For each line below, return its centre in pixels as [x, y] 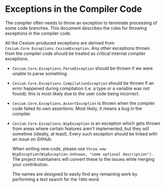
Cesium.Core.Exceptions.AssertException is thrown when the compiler [83, 103]
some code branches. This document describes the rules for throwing [76, 28]
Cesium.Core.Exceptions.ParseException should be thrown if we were [82, 68]
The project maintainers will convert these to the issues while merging [83, 159]
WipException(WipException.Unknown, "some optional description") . [82, 154]
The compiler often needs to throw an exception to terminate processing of [81, 23]
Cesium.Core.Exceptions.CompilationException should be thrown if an [83, 83]
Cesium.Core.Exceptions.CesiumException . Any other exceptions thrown [78, 48]
